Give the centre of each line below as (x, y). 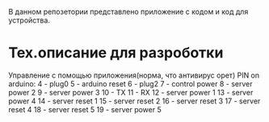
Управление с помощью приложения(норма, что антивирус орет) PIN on (134, 75)
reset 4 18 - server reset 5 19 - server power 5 (85, 109)
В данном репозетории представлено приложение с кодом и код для (128, 12)
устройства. (29, 20)
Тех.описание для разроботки (116, 53)
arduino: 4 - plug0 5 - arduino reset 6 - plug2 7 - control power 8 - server (130, 83)
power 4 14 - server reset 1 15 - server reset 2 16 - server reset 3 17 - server (134, 101)
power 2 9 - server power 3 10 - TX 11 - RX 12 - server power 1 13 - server (131, 92)
